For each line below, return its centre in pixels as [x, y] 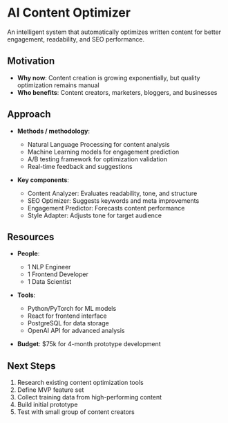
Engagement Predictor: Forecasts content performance [106, 208]
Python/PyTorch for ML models [72, 309]
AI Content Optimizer [69, 13]
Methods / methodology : [54, 131]
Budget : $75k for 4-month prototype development [89, 344]
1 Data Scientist [49, 282]
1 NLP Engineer [49, 267]
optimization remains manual [58, 85]
